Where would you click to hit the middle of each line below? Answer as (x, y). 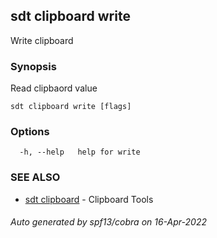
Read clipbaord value (54, 88)
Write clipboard (42, 40)
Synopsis (33, 66)
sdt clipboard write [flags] (71, 107)
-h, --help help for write (80, 152)
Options (30, 132)
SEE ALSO (35, 177)
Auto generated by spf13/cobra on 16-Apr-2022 (108, 222)
